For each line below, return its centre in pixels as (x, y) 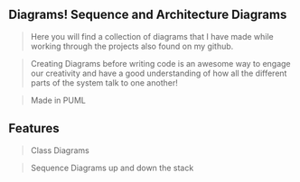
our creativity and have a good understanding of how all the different (159, 73)
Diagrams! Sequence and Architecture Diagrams (148, 15)
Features (34, 128)
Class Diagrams (60, 150)
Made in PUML (58, 100)
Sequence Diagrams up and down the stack (112, 168)
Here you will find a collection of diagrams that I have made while (152, 36)
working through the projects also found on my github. (132, 46)
